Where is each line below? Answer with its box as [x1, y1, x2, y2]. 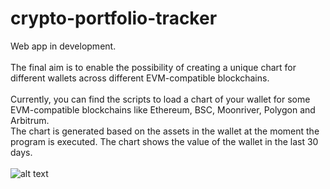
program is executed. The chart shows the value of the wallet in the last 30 [10, 135, 319, 147]
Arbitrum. [10, 114, 50, 126]
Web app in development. [10, 40, 117, 52]
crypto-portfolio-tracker [10, 7, 218, 30]
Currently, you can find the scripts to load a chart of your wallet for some [10, 93, 311, 105]
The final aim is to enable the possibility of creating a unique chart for [10, 61, 297, 73]
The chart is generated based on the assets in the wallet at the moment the [10, 125, 320, 137]
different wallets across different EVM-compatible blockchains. [10, 72, 270, 84]
